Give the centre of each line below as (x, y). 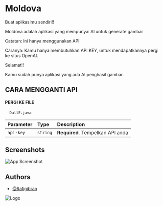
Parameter (20, 124)
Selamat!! (15, 65)
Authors (18, 177)
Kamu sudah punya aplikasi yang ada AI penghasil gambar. (64, 74)
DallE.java (21, 113)
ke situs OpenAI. (22, 55)
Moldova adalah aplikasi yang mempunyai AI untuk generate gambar (74, 31)
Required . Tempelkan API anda (93, 132)
